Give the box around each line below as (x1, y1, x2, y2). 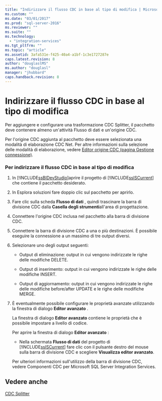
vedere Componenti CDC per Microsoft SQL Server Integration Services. (12, 364, 156, 370)
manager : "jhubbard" (5, 70, 47, 75)
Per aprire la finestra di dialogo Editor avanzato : (12, 329, 109, 335)
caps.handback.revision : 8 (5, 75, 59, 79)
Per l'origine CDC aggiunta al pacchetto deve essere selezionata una (5, 136, 142, 142)
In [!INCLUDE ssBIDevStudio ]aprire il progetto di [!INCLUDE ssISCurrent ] (12, 175, 154, 181)
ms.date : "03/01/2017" (5, 16, 51, 21)
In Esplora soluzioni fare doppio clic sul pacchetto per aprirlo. (12, 189, 134, 195)
